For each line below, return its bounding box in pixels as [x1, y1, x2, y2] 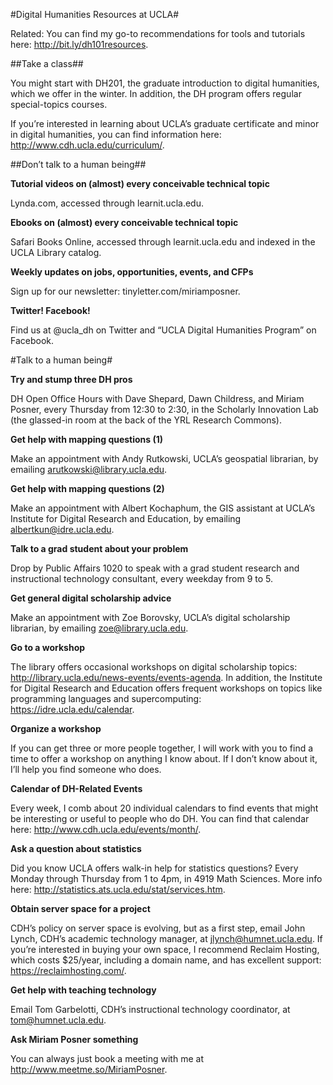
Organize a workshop [10, 723, 102, 734]
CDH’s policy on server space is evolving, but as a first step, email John [10, 922, 306, 934]
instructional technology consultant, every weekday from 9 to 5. [10, 573, 274, 584]
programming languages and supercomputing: [10, 693, 202, 704]
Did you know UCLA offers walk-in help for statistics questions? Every [10, 862, 299, 874]
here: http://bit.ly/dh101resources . [10, 39, 149, 50]
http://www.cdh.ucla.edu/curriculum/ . [10, 139, 165, 151]
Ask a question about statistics [10, 843, 142, 854]
